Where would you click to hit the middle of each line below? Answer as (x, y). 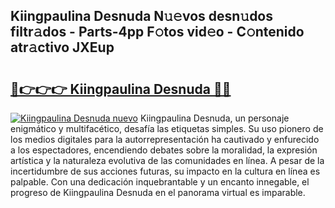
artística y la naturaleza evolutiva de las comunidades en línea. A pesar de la (167, 160)
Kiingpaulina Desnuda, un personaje (214, 118)
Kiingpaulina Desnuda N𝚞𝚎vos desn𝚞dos (142, 16)
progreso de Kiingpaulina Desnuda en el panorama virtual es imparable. (158, 192)
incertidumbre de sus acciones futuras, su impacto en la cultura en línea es (165, 171)
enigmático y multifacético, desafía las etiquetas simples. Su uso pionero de (167, 128)
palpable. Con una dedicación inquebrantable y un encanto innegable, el (160, 182)
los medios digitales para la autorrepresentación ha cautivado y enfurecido (165, 139)
